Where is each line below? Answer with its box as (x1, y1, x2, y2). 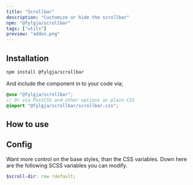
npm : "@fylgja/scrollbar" (6, 20, 71, 26)
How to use (6, 119, 49, 129)
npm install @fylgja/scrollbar (6, 69, 84, 75)
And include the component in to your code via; (6, 80, 124, 87)
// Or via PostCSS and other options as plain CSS (6, 97, 135, 103)
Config (6, 139, 32, 150)
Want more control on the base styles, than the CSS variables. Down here (6, 155, 187, 162)
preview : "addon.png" (6, 31, 60, 37)
